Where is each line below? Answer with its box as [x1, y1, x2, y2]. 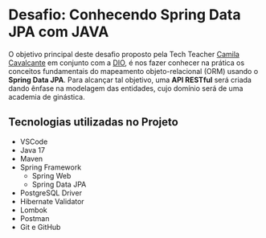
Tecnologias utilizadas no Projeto [8, 115, 178, 129]
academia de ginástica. [8, 92, 86, 101]
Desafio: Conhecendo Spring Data [8, 6, 241, 24]
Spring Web [31, 170, 72, 180]
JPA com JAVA [8, 23, 109, 41]
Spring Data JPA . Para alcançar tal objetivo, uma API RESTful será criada [8, 75, 252, 84]
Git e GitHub [19, 222, 61, 232]
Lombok [19, 205, 48, 215]
